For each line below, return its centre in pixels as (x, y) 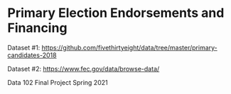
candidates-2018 (32, 55)
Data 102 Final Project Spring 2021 (58, 82)
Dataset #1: (24, 47)
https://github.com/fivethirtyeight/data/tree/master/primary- (130, 47)
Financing (37, 28)
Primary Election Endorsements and (116, 13)
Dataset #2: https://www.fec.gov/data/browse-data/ (84, 69)
